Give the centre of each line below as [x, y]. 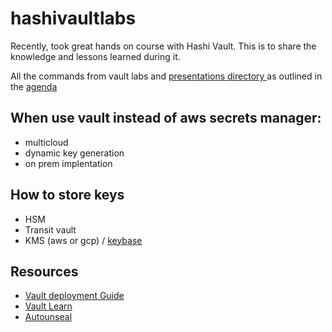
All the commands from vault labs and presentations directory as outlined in [166, 76]
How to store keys [67, 195]
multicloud [46, 142]
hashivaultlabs [73, 18]
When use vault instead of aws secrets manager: [166, 118]
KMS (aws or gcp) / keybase [83, 240]
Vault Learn [48, 306]
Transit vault [50, 229]
